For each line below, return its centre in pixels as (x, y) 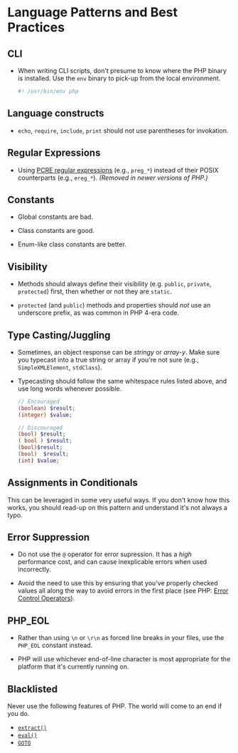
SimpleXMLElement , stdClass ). (60, 367)
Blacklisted (33, 689)
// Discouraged (40, 428)
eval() (27, 736)
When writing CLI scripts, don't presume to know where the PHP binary (122, 71)
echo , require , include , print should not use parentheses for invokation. (123, 130)
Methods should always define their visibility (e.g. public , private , (114, 284)
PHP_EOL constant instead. (55, 645)
